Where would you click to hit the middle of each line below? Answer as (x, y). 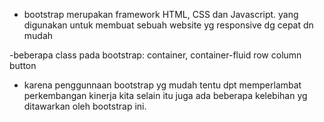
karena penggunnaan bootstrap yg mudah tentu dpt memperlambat (162, 85)
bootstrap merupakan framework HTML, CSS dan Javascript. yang (161, 14)
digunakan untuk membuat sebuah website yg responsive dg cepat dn (168, 25)
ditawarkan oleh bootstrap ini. (85, 106)
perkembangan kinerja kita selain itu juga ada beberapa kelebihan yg (165, 95)
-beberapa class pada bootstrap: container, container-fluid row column (155, 55)
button (23, 65)
